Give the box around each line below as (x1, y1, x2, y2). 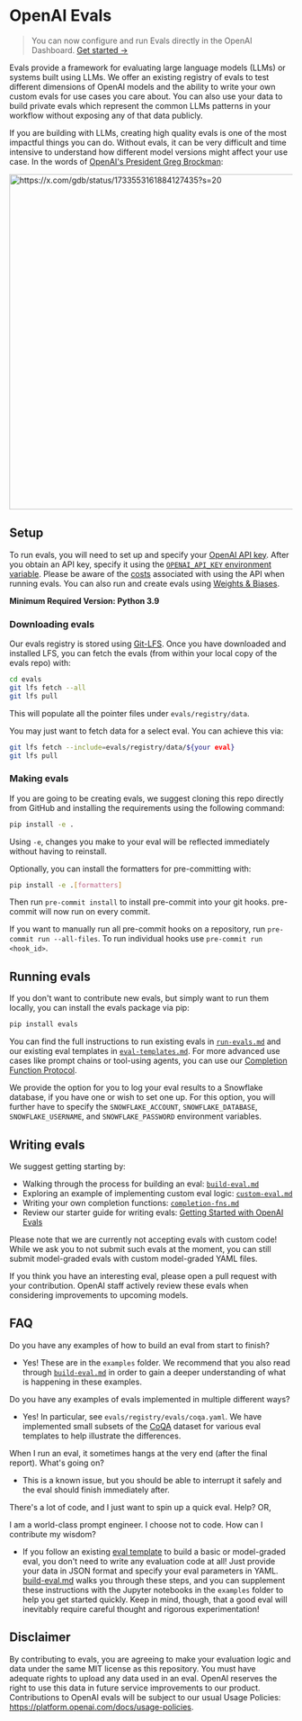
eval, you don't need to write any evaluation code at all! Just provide (22, 1555, 276, 1566)
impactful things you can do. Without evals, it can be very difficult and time (9, 137, 288, 148)
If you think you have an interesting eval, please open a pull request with (9, 1270, 277, 1281)
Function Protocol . (9, 1065, 77, 1076)
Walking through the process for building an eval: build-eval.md (22, 1178, 260, 1189)
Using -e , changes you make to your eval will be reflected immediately (9, 836, 270, 847)
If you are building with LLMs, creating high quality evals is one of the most (9, 127, 288, 138)
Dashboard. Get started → (31, 44, 129, 55)
